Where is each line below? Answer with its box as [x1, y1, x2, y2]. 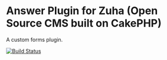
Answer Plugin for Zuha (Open [6, 4, 158, 18]
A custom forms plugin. [6, 36, 63, 43]
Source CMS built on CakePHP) [6, 16, 162, 30]
